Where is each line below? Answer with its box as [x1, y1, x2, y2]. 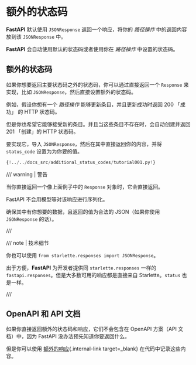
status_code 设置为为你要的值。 [6, 148, 83, 155]
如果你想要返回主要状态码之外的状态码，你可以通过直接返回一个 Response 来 [6, 81, 189, 88]
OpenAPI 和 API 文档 [6, 309, 81, 319]
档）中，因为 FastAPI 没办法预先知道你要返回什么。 [6, 333, 130, 340]
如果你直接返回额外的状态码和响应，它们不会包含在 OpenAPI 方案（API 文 [6, 326, 184, 333]
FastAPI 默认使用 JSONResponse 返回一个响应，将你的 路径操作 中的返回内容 [6, 26, 187, 33]
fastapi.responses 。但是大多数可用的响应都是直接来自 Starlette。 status [6, 271, 181, 278]
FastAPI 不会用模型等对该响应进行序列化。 [6, 196, 108, 203]
